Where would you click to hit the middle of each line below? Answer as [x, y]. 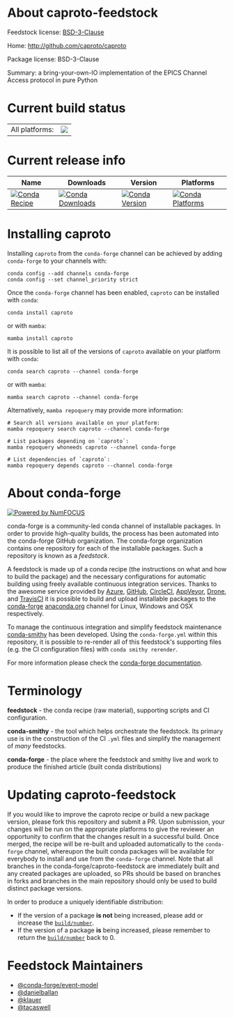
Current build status [67, 108]
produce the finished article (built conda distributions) [85, 766]
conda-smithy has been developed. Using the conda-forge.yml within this [112, 634]
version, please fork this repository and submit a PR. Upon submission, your [116, 822]
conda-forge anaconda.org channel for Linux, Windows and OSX [100, 606]
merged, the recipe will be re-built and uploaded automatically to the [106, 844]
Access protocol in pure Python [53, 80]
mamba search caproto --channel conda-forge [73, 397]
